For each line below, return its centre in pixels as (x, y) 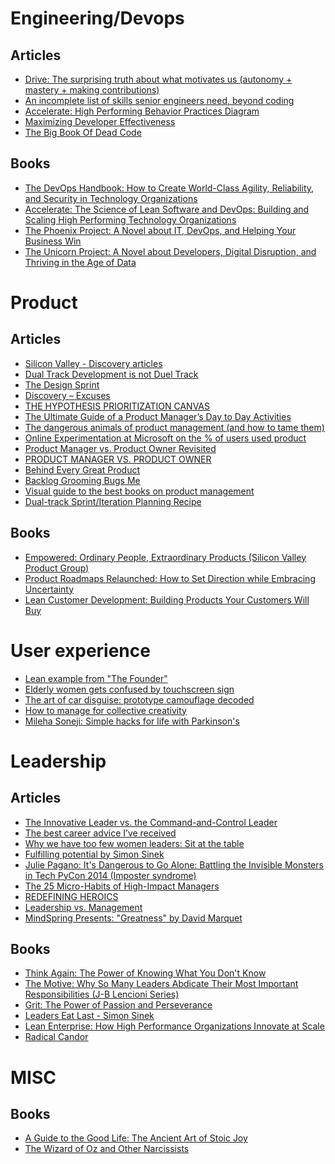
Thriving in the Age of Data (80, 262)
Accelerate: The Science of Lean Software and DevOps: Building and (167, 209)
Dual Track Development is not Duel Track (111, 374)
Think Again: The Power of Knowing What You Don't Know (145, 973)
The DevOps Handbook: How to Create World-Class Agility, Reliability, (169, 188)
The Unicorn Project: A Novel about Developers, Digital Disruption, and (170, 251)
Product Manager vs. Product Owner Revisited (120, 448)
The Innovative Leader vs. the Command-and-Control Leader (151, 822)
